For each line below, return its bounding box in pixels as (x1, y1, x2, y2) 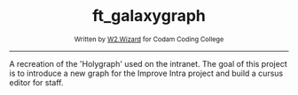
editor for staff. (9, 77, 64, 88)
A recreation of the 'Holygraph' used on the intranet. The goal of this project (9, 58, 287, 69)
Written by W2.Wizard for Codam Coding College (74, 34, 224, 44)
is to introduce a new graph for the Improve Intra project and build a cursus (9, 68, 284, 78)
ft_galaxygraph (91, 6, 207, 26)
